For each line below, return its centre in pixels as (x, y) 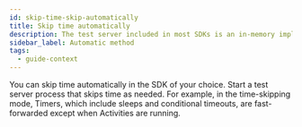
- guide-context (48, 59)
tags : (19, 51)
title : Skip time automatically (70, 26)
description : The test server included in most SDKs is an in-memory (142, 34)
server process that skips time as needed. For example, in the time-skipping (150, 94)
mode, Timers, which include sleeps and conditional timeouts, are (131, 103)
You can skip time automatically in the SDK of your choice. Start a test (139, 85)
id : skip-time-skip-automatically (74, 17)
